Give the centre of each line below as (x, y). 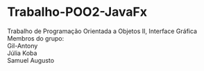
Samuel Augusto (31, 60)
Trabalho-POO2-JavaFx (77, 12)
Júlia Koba (22, 53)
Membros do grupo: (36, 38)
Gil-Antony (23, 45)
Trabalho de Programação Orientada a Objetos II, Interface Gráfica (102, 31)
